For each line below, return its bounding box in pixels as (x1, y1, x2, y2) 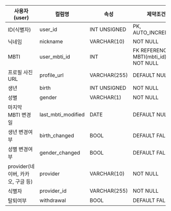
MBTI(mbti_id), (133, 53, 168, 60)
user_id (39, 26, 58, 33)
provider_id (39, 188, 67, 194)
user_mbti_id (39, 53, 70, 60)
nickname (39, 38, 63, 45)
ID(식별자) (8, 26, 32, 33)
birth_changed (39, 132, 74, 139)
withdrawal (39, 197, 66, 204)
